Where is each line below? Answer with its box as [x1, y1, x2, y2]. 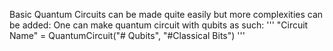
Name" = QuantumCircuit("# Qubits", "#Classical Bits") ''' [9, 30, 246, 41]
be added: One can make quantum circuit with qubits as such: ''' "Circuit [9, 19, 309, 31]
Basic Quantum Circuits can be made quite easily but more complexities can [9, 9, 324, 20]
